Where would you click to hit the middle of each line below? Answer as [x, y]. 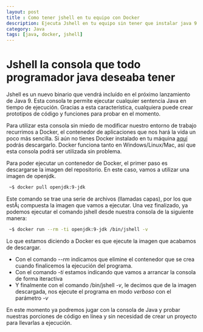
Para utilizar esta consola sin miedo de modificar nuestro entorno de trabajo [101, 126]
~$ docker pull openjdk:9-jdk [47, 187]
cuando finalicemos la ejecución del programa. [74, 266]
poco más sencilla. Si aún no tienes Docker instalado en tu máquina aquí [97, 139]
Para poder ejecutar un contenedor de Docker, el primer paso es [87, 163]
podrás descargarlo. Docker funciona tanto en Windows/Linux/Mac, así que [101, 145]
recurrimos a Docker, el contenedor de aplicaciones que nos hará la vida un [101, 132]
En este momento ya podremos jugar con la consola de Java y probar [93, 310]
